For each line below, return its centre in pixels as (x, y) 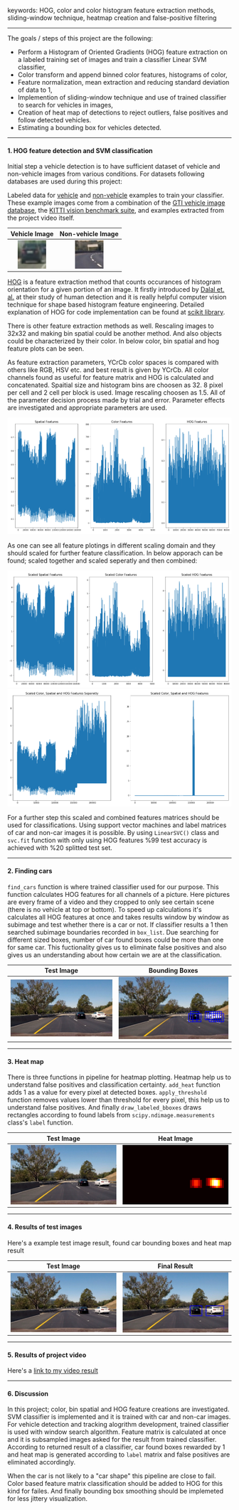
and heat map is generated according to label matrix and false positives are (119, 1455)
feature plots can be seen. (46, 349)
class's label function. (40, 1122)
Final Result (175, 1266)
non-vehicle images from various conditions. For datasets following (106, 174)
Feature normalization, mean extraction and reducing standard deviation (123, 82)
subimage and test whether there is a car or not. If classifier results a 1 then (118, 925)
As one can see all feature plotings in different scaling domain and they (111, 546)
